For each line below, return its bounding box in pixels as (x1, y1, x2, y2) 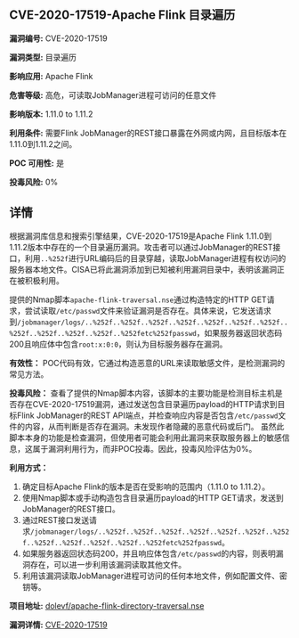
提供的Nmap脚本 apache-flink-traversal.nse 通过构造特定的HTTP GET (9, 294, 267, 305)
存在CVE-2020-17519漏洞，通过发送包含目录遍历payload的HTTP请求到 (16, 398, 278, 409)
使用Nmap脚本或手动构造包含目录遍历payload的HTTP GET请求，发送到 (21, 492, 284, 503)
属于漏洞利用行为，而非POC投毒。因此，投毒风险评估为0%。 (32, 443, 257, 454)
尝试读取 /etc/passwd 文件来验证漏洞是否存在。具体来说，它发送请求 (24, 305, 271, 315)
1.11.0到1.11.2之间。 (9, 138, 77, 149)
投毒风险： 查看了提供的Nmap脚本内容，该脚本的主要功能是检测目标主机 (9, 388, 276, 398)
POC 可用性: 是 (9, 158, 65, 168)
